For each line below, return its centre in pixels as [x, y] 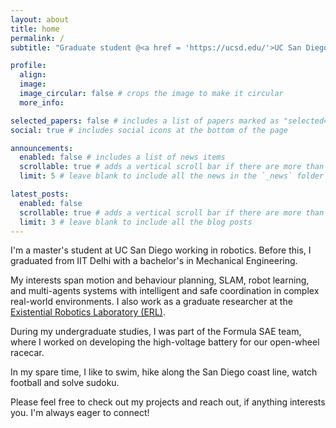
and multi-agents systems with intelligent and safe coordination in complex [165, 291]
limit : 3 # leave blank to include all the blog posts [136, 222]
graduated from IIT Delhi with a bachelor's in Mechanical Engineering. [154, 261]
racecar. [27, 353]
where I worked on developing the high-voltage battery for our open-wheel [165, 342]
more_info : [42, 102]
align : [33, 75]
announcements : [42, 148]
